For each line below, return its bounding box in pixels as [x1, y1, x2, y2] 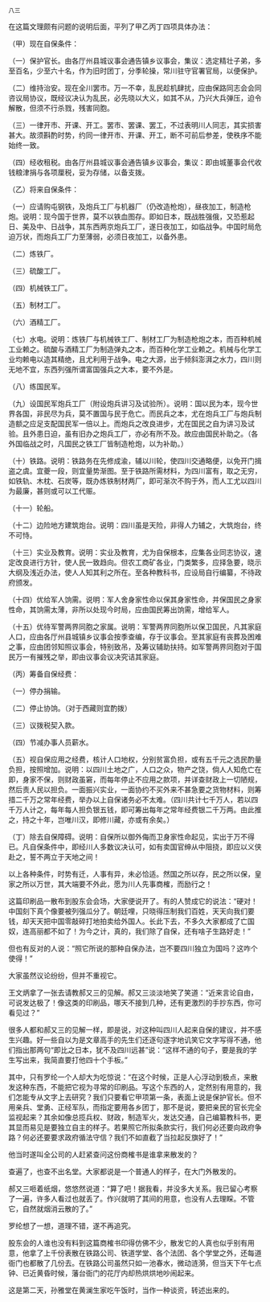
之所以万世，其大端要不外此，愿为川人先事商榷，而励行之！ [14, 879, 213, 889]
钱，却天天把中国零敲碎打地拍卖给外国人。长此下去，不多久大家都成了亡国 [8, 917, 255, 926]
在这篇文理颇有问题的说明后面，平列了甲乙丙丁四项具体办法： [8, 22, 213, 31]
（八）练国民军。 [8, 382, 65, 391]
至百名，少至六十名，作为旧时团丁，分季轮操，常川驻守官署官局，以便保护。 [8, 66, 262, 76]
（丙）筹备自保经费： [8, 669, 79, 679]
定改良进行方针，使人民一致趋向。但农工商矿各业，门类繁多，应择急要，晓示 [8, 557, 262, 567]
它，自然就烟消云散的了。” [8, 1204, 93, 1214]
